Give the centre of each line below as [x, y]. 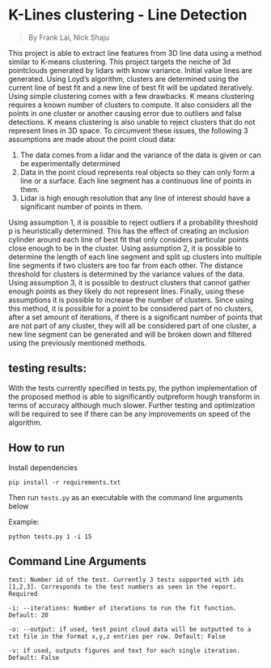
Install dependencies [43, 467]
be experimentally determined [70, 163]
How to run [37, 448]
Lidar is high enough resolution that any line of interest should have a [135, 198]
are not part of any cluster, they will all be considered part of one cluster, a [133, 325]
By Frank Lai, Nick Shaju [69, 37]
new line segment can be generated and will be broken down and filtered [130, 334]
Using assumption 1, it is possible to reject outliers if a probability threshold [133, 222]
